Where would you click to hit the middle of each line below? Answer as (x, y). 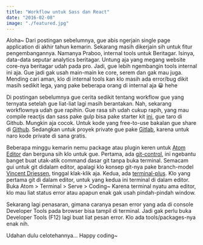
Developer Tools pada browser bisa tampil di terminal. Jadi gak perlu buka (99, 211)
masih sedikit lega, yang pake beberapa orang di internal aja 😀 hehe (92, 86)
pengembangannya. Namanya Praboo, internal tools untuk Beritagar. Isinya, (101, 53)
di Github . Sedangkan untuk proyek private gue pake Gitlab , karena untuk (98, 129)
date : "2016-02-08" (31, 18)
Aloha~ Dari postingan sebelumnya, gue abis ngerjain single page (88, 41)
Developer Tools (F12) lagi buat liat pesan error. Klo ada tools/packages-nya (101, 217)
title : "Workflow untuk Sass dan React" (58, 12)
